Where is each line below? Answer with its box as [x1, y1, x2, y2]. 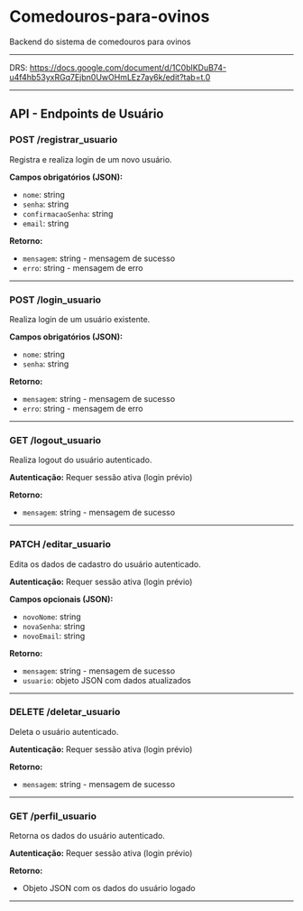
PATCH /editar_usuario [9, 538, 111, 551]
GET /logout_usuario [9, 433, 102, 446]
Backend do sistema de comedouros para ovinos [9, 36, 191, 47]
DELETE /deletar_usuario [9, 706, 121, 719]
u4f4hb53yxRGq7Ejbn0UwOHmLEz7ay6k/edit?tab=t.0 [9, 71, 211, 82]
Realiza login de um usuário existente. [9, 313, 151, 324]
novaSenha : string [22, 620, 86, 631]
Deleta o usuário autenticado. [9, 726, 119, 737]
